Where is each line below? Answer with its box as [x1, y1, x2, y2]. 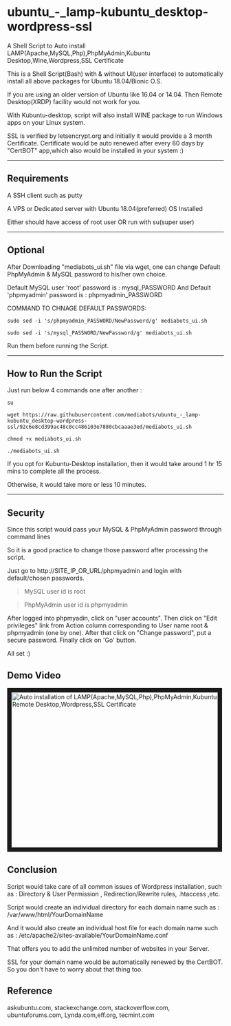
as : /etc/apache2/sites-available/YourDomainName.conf [7, 931, 168, 939]
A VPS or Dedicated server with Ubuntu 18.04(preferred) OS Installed [7, 204, 203, 212]
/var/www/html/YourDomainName [7, 910, 104, 918]
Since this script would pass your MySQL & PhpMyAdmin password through [7, 525, 222, 534]
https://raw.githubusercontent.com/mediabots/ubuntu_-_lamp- [22, 412, 201, 419]
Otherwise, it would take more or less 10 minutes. [7, 481, 146, 489]
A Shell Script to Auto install [7, 41, 86, 50]
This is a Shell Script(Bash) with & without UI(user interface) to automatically [7, 70, 223, 78]
